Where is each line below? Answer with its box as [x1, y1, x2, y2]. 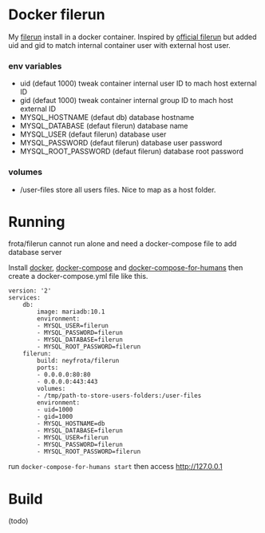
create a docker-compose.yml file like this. [8, 272, 148, 281]
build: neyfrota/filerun [37, 357, 120, 365]
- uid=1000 [37, 406, 73, 414]
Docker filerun [8, 6, 105, 24]
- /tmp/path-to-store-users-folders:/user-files [37, 392, 202, 400]
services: [8, 294, 42, 302]
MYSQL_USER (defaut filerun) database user [19, 129, 167, 139]
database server [8, 248, 62, 257]
